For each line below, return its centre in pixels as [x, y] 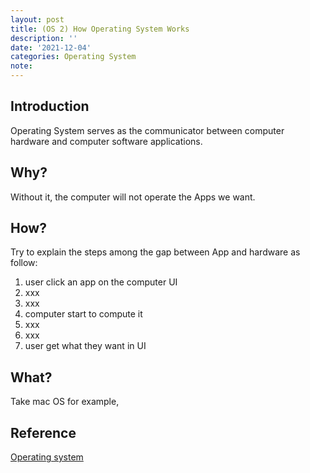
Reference [43, 432]
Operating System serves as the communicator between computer [147, 130]
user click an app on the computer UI [101, 282]
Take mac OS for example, [65, 402]
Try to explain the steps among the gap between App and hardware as [155, 252]
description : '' [44, 38]
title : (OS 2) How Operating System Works [100, 29]
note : [21, 66]
